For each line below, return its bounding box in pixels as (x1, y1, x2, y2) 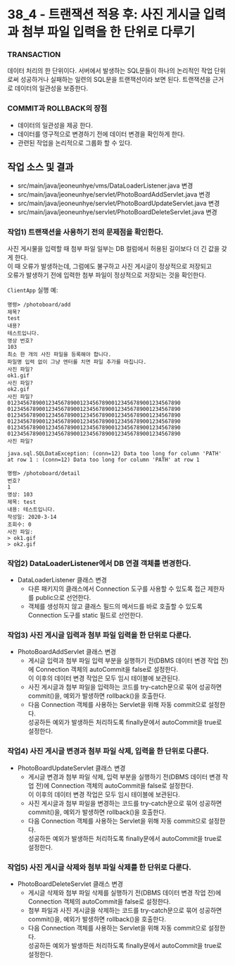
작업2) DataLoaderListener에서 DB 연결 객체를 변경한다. (7, 558, 191, 568)
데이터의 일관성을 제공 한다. (17, 121, 94, 129)
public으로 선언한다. (35, 594, 91, 602)
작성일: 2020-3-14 (7, 513, 57, 520)
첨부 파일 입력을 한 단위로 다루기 (21, 24, 196, 40)
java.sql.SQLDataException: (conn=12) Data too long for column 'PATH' (7, 450, 222, 457)
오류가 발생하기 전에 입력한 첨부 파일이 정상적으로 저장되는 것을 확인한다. (7, 271, 206, 279)
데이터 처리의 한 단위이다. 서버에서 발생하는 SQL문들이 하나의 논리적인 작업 (7, 66, 213, 75)
